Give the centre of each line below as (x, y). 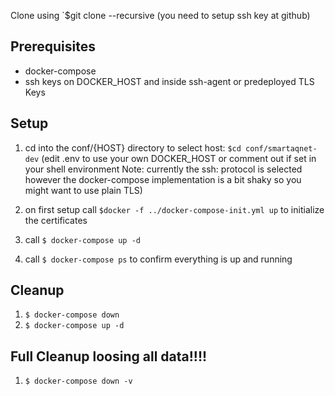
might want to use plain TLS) (83, 190)
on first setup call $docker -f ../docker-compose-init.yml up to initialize (174, 209)
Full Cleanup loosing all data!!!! (109, 356)
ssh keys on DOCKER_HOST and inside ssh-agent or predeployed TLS (169, 81)
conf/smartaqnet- (281, 148)
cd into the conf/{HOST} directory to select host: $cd (133, 147)
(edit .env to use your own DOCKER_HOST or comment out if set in (179, 158)
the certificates (56, 220)
